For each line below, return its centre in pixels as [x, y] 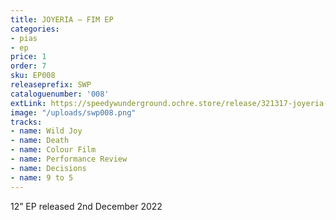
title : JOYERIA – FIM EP [62, 19]
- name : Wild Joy [46, 131]
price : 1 [28, 57]
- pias [24, 38]
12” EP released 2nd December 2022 [86, 206]
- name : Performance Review [69, 159]
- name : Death [40, 141]
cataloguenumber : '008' [60, 94]
